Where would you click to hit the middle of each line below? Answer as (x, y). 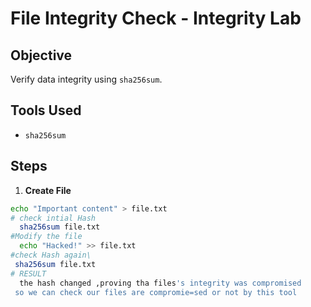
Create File (48, 190)
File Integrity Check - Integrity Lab (156, 18)
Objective (41, 55)
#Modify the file (46, 237)
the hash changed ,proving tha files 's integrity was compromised (160, 283)
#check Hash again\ (51, 255)
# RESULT (28, 273)
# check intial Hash (53, 218)
